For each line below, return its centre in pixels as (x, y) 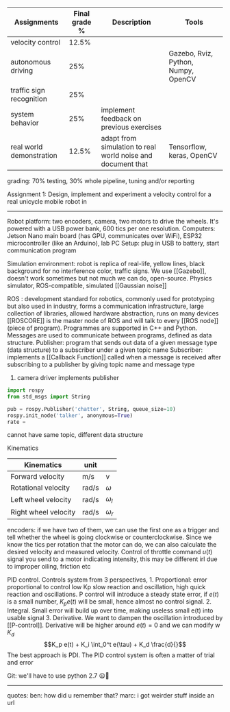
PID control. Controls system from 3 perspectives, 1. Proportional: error (107, 580)
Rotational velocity (40, 488)
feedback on (121, 118)
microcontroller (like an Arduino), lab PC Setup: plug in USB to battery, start (113, 243)
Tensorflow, (188, 147)
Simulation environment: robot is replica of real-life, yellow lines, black (106, 264)
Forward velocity (38, 477)
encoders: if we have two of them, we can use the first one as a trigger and (113, 530)
